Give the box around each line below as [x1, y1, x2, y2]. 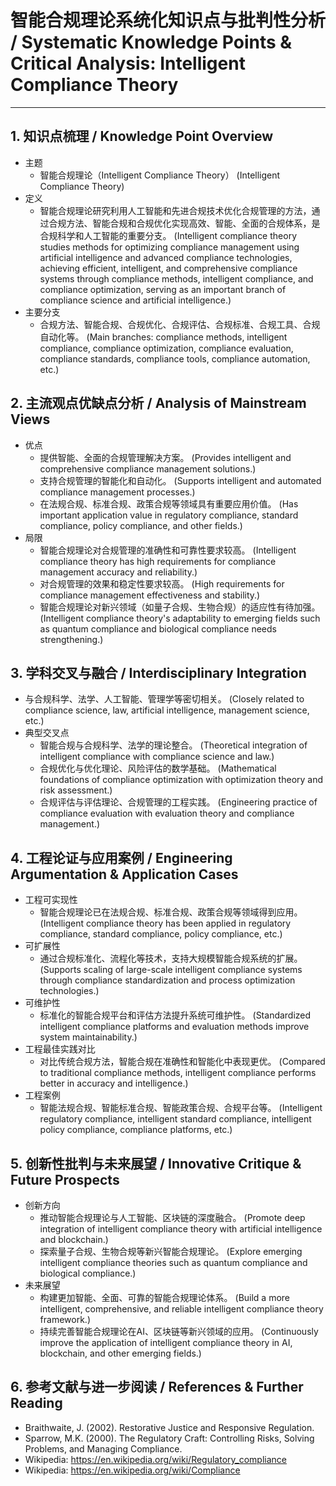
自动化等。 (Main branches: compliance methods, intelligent [39, 331, 288, 343]
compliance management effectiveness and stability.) [39, 589, 261, 601]
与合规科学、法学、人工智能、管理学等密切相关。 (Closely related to [24, 693, 305, 705]
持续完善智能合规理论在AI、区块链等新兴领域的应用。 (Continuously [39, 1326, 319, 1337]
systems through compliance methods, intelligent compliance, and [39, 272, 314, 285]
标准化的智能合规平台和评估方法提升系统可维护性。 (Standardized [39, 1009, 312, 1021]
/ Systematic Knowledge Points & [10, 31, 293, 54]
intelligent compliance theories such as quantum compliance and [39, 1257, 308, 1268]
